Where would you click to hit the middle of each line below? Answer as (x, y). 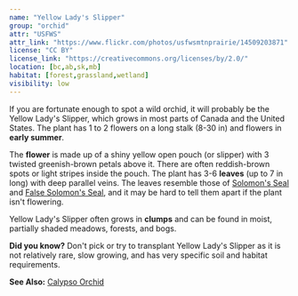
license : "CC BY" (41, 51)
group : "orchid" (39, 26)
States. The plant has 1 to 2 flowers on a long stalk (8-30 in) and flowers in (145, 128)
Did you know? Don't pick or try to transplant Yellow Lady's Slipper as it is (145, 245)
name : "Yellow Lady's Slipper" (67, 17)
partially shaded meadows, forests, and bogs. (93, 228)
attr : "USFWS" (36, 34)
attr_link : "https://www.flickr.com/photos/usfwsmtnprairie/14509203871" (149, 42)
